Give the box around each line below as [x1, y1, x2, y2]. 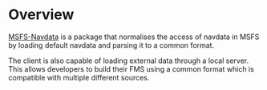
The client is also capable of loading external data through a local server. [8, 56, 249, 65]
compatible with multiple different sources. [8, 72, 150, 82]
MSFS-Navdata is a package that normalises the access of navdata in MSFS [8, 32, 260, 41]
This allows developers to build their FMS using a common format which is [8, 64, 254, 73]
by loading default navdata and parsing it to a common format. [8, 40, 215, 49]
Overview [8, 6, 75, 24]
